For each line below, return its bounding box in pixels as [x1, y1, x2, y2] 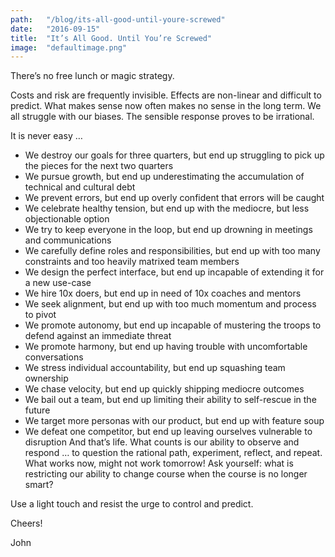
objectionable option [24, 213, 110, 225]
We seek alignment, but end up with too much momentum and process [24, 298, 317, 310]
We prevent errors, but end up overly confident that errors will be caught [24, 192, 325, 204]
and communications [24, 234, 112, 246]
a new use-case [24, 277, 92, 289]
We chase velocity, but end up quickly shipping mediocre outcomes [24, 383, 305, 395]
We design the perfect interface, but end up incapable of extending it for [24, 266, 325, 278]
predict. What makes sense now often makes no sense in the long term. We [10, 100, 322, 112]
